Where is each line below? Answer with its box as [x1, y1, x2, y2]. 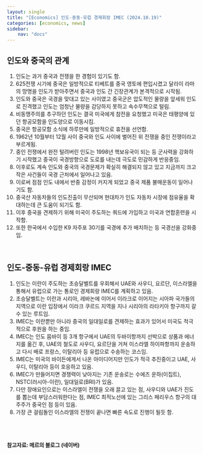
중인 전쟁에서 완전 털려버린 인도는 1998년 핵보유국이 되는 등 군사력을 [15, 148, 178, 155]
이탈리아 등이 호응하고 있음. [28, 363, 93, 370]
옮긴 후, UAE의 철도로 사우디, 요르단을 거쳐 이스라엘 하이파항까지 [27, 340, 180, 347]
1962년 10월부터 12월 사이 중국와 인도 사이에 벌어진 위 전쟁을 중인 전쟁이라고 [15, 133, 196, 140]
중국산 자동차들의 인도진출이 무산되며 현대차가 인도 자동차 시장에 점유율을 [15, 193, 189, 200]
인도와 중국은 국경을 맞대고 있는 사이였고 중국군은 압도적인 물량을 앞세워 [15, 95, 185, 102]
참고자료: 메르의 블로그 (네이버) [7, 441, 80, 449]
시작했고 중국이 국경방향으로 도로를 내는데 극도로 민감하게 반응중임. [22, 156, 181, 163]
